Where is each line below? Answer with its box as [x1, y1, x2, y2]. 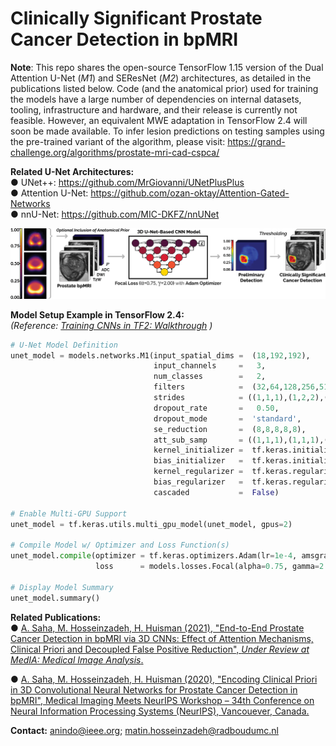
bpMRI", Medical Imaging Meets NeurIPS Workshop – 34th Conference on [10, 694, 315, 706]
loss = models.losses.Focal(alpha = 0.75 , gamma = [95, 562, 320, 572]
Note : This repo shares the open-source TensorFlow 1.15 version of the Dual [10, 61, 324, 73]
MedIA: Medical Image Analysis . [10, 653, 144, 666]
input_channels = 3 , [153, 361, 267, 371]
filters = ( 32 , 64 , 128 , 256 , [153, 382, 320, 392]
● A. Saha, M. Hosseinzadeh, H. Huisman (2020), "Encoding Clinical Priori [10, 673, 318, 685]
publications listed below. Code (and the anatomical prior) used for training [10, 82, 319, 94]
